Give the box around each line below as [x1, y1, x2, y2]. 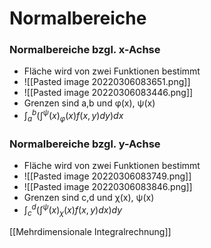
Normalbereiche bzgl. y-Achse [9, 137, 161, 151]
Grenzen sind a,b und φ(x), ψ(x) [23, 97, 156, 109]
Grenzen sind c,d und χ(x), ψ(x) [23, 192, 155, 204]
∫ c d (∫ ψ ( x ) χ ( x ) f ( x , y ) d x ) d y [23, 202, 123, 218]
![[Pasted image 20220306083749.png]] [23, 170, 192, 182]
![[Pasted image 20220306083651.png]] [23, 76, 191, 88]
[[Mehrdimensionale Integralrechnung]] [9, 225, 172, 237]
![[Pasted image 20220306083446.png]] [23, 87, 194, 99]
